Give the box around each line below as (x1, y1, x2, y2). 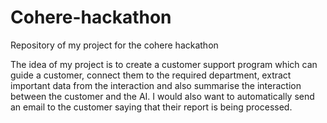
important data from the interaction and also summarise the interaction (10, 79, 302, 91)
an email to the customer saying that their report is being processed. (10, 101, 293, 113)
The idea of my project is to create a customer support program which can (10, 58, 318, 70)
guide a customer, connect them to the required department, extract (10, 69, 292, 81)
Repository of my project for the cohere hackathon (10, 39, 219, 51)
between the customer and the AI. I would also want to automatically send (10, 90, 315, 102)
